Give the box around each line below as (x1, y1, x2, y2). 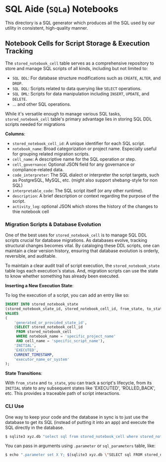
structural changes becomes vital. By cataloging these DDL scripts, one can (5, 243, 160, 249)
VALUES (5, 311, 19, 316)
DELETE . (12, 96, 27, 102)
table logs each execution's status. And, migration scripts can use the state (5, 268, 158, 274)
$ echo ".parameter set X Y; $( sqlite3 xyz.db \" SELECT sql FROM (5, 453, 142, 458)
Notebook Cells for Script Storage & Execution (5, 39, 150, 48)
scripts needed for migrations (5, 121, 66, 127)
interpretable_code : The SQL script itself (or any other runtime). (12, 188, 143, 193)
